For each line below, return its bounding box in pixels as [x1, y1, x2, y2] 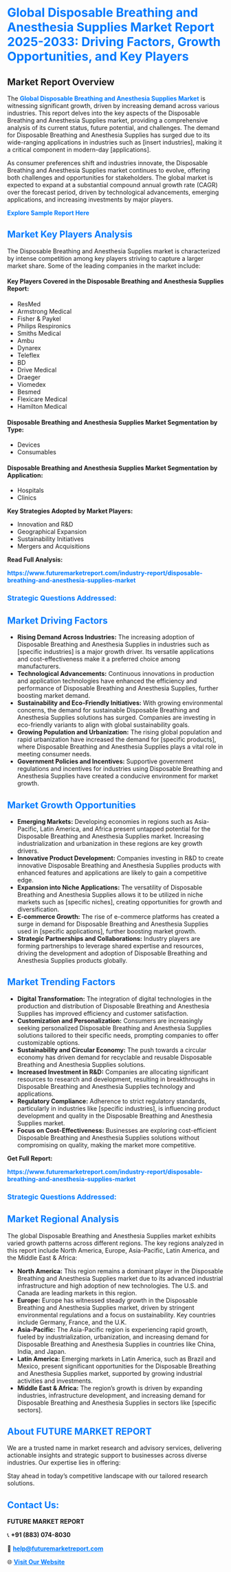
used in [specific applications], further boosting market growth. [16, 927, 197, 935]
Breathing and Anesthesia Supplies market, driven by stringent [16, 1303, 195, 1312]
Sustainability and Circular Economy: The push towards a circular [16, 1045, 207, 1054]
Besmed [16, 387, 41, 396]
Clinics [16, 493, 36, 502]
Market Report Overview [7, 76, 115, 87]
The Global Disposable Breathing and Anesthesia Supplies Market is [7, 94, 206, 103]
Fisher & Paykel [16, 315, 61, 323]
